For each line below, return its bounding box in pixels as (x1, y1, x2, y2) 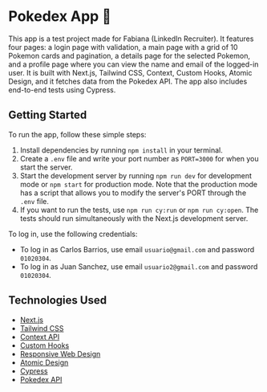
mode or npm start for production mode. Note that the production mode (19, 179, 258, 189)
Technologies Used (8, 293, 107, 308)
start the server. (19, 162, 73, 172)
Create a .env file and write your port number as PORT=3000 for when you (19, 153, 259, 163)
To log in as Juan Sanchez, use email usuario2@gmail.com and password (19, 261, 258, 272)
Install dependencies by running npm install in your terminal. (19, 145, 223, 155)
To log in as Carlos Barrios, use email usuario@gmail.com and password (19, 244, 255, 254)
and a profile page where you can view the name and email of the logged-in (8, 59, 259, 69)
